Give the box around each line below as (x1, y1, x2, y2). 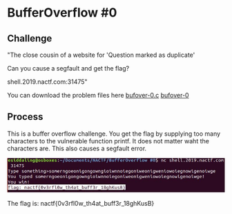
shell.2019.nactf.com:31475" (7, 78, 88, 86)
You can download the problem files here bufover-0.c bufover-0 (7, 91, 189, 99)
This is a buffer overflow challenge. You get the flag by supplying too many (7, 130, 221, 138)
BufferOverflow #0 (7, 5, 117, 21)
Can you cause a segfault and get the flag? (7, 64, 130, 72)
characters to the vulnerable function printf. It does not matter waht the (7, 136, 209, 145)
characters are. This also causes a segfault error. (7, 144, 147, 152)
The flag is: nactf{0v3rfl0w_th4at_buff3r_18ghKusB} (7, 199, 155, 208)
